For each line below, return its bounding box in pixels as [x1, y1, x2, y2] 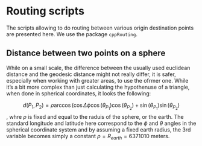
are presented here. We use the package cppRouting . [6, 30, 137, 37]
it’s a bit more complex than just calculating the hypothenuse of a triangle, [6, 83, 190, 90]
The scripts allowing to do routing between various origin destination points [6, 24, 194, 31]
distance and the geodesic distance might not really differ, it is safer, [6, 71, 176, 78]
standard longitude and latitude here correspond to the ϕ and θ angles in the [6, 119, 197, 127]
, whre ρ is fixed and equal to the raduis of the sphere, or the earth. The [6, 113, 184, 120]
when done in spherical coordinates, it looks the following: [6, 89, 151, 97]
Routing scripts [6, 4, 84, 18]
